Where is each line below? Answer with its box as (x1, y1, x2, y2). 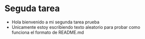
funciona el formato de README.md (11, 29, 84, 35)
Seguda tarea (4, 3, 60, 14)
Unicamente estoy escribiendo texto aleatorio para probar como (11, 24, 141, 30)
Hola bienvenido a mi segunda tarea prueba (11, 19, 100, 25)
